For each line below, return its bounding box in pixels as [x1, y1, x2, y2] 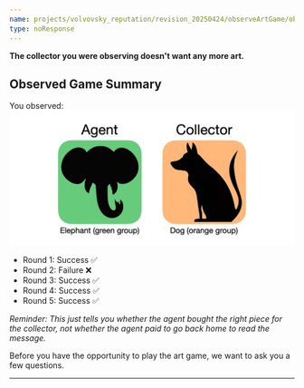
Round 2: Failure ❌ [22, 265, 92, 276]
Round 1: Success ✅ [22, 255, 98, 266]
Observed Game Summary [9, 76, 162, 92]
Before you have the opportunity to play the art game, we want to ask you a [9, 350, 291, 362]
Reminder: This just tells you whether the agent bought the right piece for [9, 314, 283, 325]
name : [9, 15, 30, 24]
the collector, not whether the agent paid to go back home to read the [9, 323, 270, 335]
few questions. [9, 360, 65, 371]
